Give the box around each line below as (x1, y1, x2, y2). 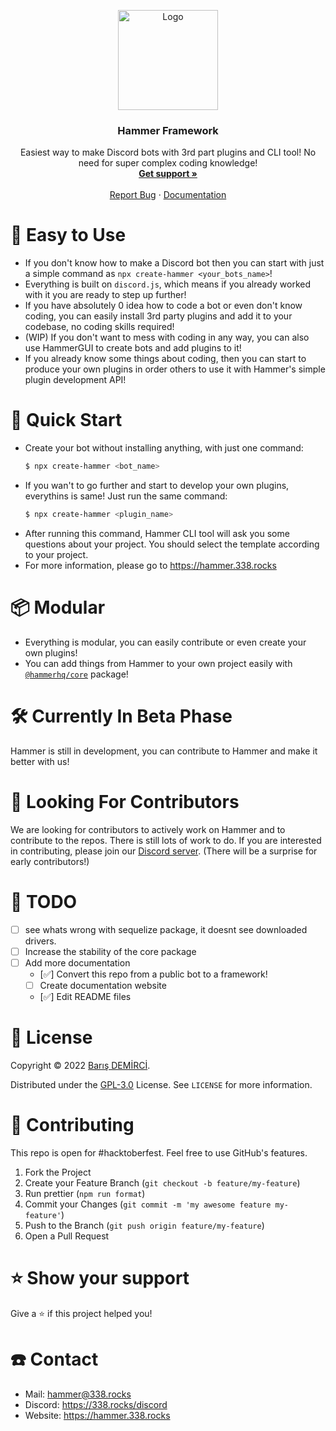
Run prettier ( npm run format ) (24, 1187, 146, 1199)
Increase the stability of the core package (24, 945, 197, 957)
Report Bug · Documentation (109, 189, 227, 201)
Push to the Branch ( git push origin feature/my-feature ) (24, 1219, 265, 1231)
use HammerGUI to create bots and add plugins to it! (24, 342, 242, 354)
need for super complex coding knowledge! (78, 157, 258, 169)
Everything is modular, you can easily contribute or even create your (24, 636, 307, 648)
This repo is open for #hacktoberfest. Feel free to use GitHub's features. (10, 1146, 308, 1159)
